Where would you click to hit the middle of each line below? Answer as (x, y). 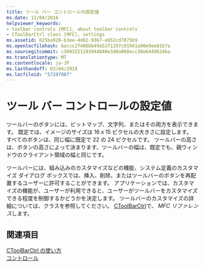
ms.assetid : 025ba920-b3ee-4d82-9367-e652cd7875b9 (72, 40)
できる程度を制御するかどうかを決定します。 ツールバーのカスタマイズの (98, 198)
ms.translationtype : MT (37, 57)
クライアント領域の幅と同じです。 (65, 155)
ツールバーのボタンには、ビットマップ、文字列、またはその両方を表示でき (100, 124)
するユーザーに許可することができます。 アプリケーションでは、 (92, 183)
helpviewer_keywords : (34, 23)
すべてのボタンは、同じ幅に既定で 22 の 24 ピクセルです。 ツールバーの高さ (102, 140)
